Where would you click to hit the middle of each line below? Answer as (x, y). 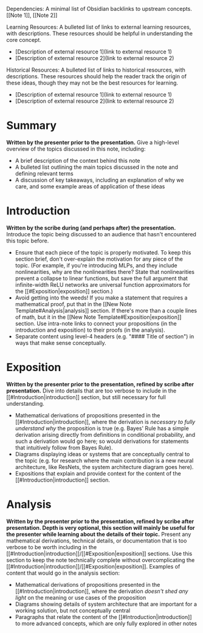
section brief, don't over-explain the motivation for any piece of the (99, 259)
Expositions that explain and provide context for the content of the (98, 473)
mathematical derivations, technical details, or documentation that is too (97, 541)
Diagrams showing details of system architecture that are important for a (106, 604)
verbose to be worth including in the (52, 547)
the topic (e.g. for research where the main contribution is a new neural (104, 460)
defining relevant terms (44, 173)
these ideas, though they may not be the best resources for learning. (92, 83)
